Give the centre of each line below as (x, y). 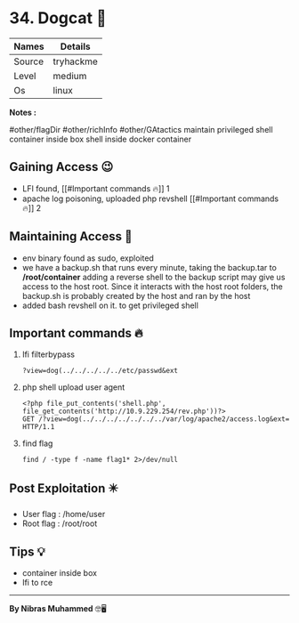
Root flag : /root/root (60, 523)
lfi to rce (37, 583)
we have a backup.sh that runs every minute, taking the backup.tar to (149, 267)
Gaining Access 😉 (61, 167)
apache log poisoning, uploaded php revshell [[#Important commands (150, 198)
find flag (37, 443)
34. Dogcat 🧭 (58, 18)
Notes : (23, 112)
